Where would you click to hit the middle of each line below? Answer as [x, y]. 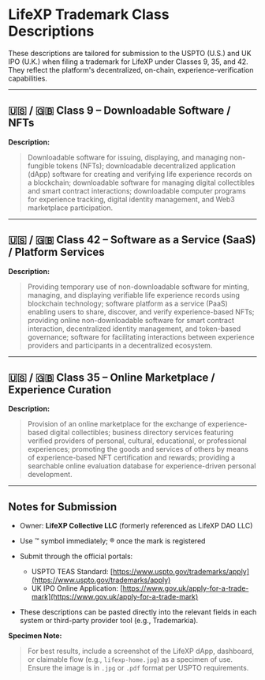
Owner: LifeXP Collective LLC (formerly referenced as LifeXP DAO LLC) [136, 526]
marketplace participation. [70, 208]
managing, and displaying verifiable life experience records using [134, 295]
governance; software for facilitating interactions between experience [141, 336]
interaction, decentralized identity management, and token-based [134, 329]
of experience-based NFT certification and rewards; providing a [131, 458]
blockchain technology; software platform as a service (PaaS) [128, 303]
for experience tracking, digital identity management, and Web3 [131, 199]
